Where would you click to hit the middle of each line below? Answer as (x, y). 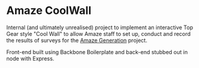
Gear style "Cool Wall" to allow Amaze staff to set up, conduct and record (99, 33)
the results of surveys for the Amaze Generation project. (77, 40)
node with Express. (30, 58)
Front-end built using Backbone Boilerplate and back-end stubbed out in (97, 52)
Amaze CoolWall (49, 11)
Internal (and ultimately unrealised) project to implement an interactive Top (100, 27)
